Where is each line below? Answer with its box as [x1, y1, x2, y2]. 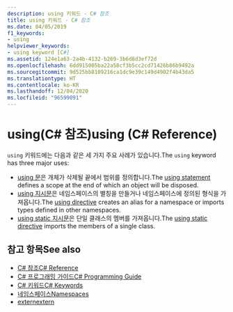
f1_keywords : [7, 29, 45, 37]
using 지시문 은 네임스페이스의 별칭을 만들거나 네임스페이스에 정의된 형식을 [17, 189, 219, 197]
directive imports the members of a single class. [17, 221, 155, 230]
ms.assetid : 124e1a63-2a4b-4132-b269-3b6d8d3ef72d [7, 56, 157, 63]
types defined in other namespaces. [17, 205, 122, 214]
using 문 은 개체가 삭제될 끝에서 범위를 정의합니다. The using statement [17, 173, 211, 181]
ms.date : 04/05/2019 [7, 23, 67, 30]
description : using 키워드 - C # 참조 [7, 10, 109, 17]
